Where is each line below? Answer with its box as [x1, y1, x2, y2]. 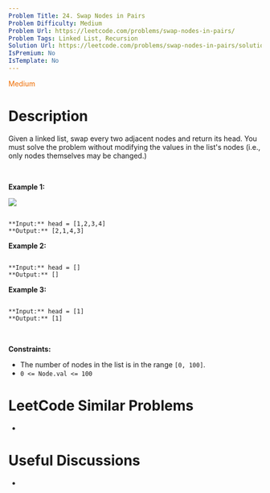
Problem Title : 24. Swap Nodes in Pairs [8, 11, 146, 20]
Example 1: [8, 182, 46, 192]
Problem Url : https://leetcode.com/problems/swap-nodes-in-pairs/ [8, 27, 235, 35]
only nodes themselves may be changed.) [8, 151, 147, 160]
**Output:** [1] [8, 314, 63, 322]
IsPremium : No [8, 49, 56, 57]
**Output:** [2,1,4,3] [8, 226, 84, 234]
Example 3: [8, 284, 47, 294]
